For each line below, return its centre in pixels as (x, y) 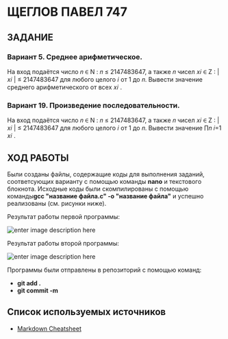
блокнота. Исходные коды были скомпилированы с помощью (98, 189)
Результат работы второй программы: (63, 243)
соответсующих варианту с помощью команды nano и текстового (104, 181)
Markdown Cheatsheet (49, 328)
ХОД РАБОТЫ (38, 157)
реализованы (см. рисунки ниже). (57, 203)
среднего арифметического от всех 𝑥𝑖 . (64, 87)
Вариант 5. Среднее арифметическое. (75, 57)
